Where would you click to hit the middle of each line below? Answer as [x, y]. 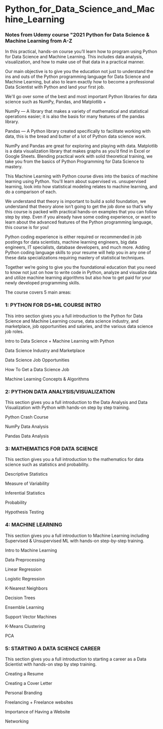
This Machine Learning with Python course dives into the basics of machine [81, 176]
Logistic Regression [25, 578]
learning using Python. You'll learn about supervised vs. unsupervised [76, 181]
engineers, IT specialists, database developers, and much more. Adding [78, 247]
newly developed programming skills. [43, 283]
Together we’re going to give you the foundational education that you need [80, 267]
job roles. [14, 331]
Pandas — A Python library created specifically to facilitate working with [78, 131]
